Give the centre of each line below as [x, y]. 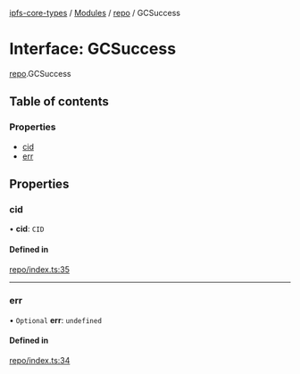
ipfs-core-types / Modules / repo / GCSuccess [95, 13]
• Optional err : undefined [56, 320]
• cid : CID [27, 229]
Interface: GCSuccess [93, 49]
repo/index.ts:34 [40, 361]
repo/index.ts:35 [39, 269]
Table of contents [59, 102]
